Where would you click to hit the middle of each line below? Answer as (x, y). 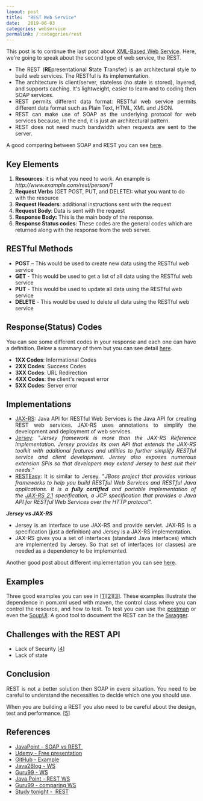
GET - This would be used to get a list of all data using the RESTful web (104, 276)
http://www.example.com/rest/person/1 (64, 185)
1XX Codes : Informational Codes (56, 360)
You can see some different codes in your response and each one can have (101, 342)
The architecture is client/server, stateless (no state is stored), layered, (105, 83)
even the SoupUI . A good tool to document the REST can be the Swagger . (98, 615)
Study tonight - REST (42, 791)
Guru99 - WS (31, 772)
